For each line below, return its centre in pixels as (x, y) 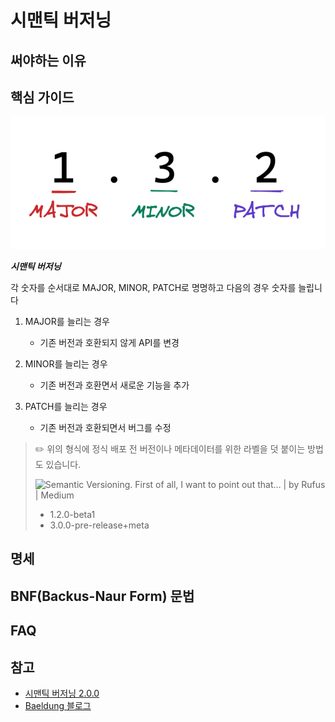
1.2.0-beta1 (72, 515)
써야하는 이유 (48, 60)
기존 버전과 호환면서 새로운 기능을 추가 (114, 385)
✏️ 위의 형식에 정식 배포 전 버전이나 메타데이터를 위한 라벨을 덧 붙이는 (170, 449)
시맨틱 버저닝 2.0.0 (62, 693)
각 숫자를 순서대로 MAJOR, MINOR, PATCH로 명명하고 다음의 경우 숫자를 (153, 288)
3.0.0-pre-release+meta (99, 525)
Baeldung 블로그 (58, 706)
